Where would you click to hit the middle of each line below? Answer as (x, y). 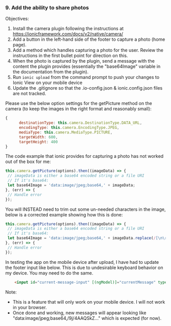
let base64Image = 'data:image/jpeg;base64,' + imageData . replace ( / (82, 238)
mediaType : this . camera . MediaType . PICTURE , (66, 132)
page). (20, 45)
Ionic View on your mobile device (47, 83)
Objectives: (17, 19)
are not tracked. (29, 94)
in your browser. (30, 307)
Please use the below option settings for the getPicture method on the (79, 103)
